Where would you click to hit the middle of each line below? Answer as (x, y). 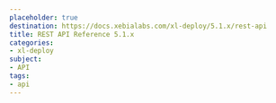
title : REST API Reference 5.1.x (72, 34)
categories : (31, 43)
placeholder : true (44, 17)
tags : (19, 76)
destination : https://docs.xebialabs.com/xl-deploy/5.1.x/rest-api (138, 26)
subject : (26, 59)
